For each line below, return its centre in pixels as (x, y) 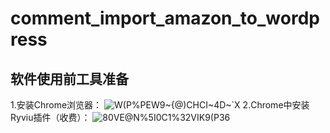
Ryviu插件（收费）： (50, 117)
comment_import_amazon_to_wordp (165, 18)
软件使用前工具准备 (69, 78)
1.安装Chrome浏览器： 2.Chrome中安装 (160, 105)
